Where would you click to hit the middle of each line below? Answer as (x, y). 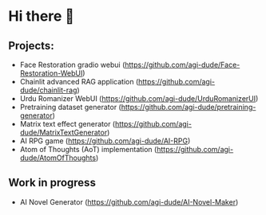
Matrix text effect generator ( (67, 124)
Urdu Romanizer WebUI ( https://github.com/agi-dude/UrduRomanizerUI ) (139, 98)
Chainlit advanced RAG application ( (79, 82)
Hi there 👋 (41, 16)
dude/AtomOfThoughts (58, 158)
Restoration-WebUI (51, 73)
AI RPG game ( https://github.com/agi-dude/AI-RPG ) (105, 141)
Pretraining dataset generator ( (70, 107)
